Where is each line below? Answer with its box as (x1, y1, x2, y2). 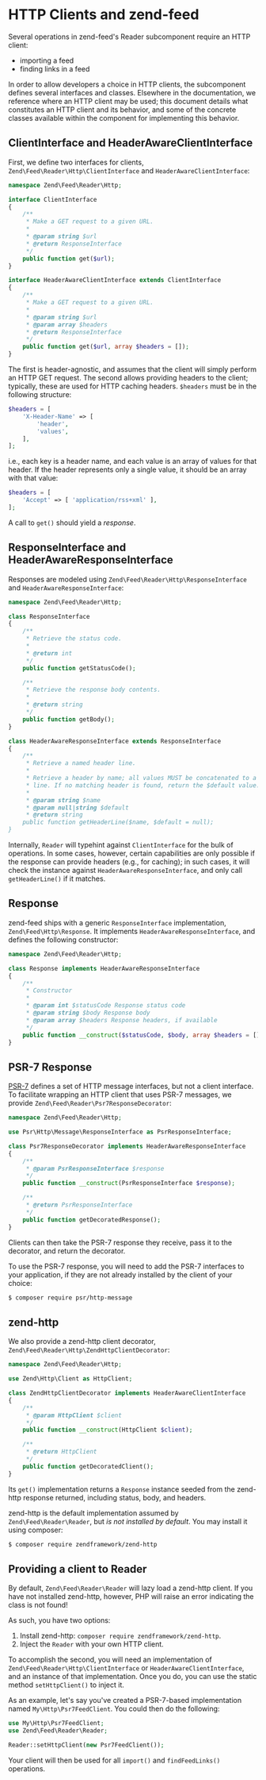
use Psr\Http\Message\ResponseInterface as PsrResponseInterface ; (8, 1128, 232, 1137)
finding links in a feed (19, 64, 90, 73)
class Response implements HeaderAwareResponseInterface (8, 964, 200, 972)
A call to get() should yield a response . (8, 518, 136, 527)
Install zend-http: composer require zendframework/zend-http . (19, 1631, 222, 1641)
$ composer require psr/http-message (8, 1293, 133, 1302)
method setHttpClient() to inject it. (8, 1680, 125, 1689)
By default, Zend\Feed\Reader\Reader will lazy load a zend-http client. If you (8, 1583, 253, 1593)
